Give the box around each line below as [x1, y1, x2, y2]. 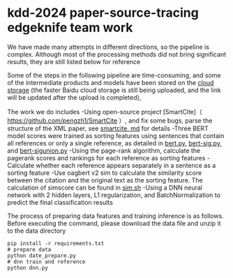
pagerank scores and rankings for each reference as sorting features [7, 153, 206, 162]
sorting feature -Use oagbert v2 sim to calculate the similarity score [7, 169, 202, 177]
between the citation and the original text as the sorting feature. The [7, 176, 204, 184]
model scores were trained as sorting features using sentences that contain [7, 131, 225, 140]
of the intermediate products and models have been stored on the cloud [7, 78, 214, 86]
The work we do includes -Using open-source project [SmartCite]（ [7, 107, 202, 116]
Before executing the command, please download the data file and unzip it [7, 219, 221, 227]
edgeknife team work [7, 20, 133, 36]
